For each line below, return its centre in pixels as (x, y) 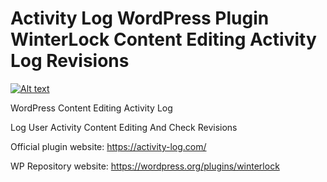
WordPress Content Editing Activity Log (91, 108)
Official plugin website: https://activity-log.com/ (108, 146)
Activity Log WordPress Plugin (140, 18)
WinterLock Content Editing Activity (163, 39)
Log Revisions (70, 61)
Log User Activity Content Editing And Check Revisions (124, 127)
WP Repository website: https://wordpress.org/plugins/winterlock (145, 166)
